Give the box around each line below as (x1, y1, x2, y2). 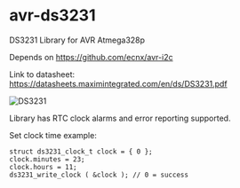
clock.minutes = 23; (9, 154, 86, 164)
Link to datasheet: (9, 68, 76, 80)
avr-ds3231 (9, 5, 96, 26)
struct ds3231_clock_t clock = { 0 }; (9, 147, 153, 156)
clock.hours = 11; (9, 162, 77, 171)
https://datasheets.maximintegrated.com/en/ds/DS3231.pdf (9, 78, 228, 89)
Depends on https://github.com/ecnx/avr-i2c (9, 51, 173, 62)
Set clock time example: (9, 129, 98, 140)
